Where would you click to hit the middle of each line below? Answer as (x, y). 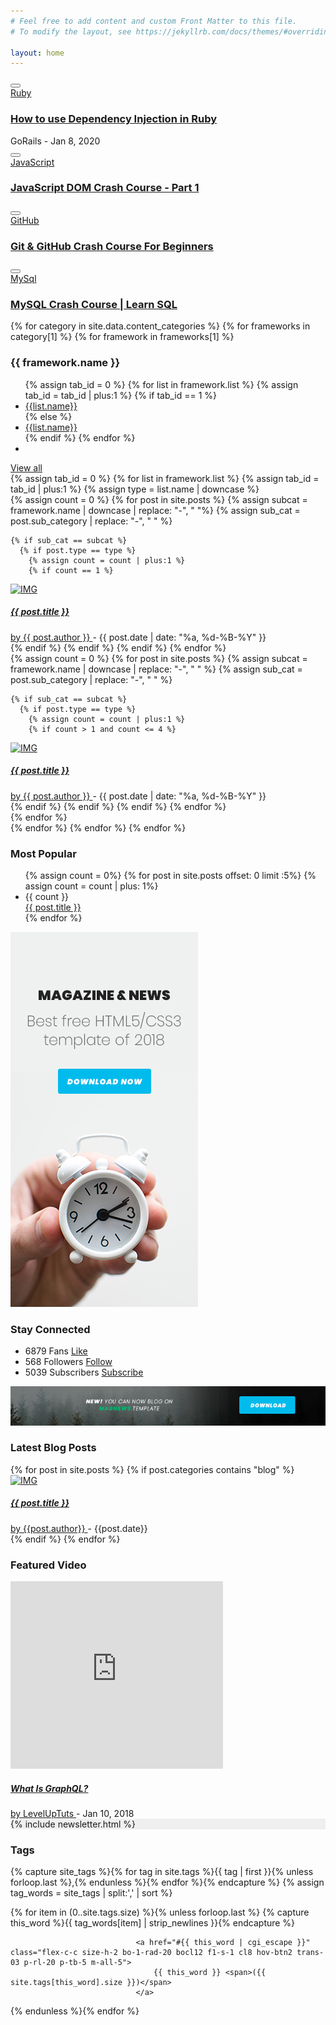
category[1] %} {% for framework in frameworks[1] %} (122, 337)
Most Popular (43, 853)
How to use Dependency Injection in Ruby (113, 119)
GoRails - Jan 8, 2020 (55, 141)
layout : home (37, 53)
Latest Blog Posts (53, 1448)
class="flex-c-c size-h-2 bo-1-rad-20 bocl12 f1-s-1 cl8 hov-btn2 (151, 1953)
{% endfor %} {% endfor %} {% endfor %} (98, 827)
